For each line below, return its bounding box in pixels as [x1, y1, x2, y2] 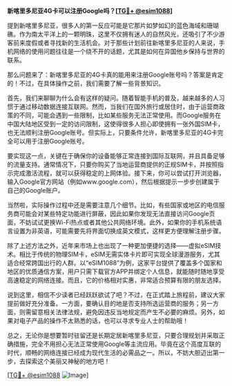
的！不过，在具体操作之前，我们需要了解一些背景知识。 [7, 79, 164, 87]
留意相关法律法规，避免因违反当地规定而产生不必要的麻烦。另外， [30, 308, 219, 316]
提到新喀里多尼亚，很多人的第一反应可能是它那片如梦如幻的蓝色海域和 [7, 21, 207, 30]
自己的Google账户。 [7, 186, 64, 194]
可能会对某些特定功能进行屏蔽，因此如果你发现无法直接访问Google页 [19, 210, 215, 218]
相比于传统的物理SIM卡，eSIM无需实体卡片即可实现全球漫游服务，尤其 [19, 250, 220, 258]
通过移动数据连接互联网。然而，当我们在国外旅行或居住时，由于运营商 [19, 103, 219, 110]
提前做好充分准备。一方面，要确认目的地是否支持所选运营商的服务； [7, 300, 201, 307]
